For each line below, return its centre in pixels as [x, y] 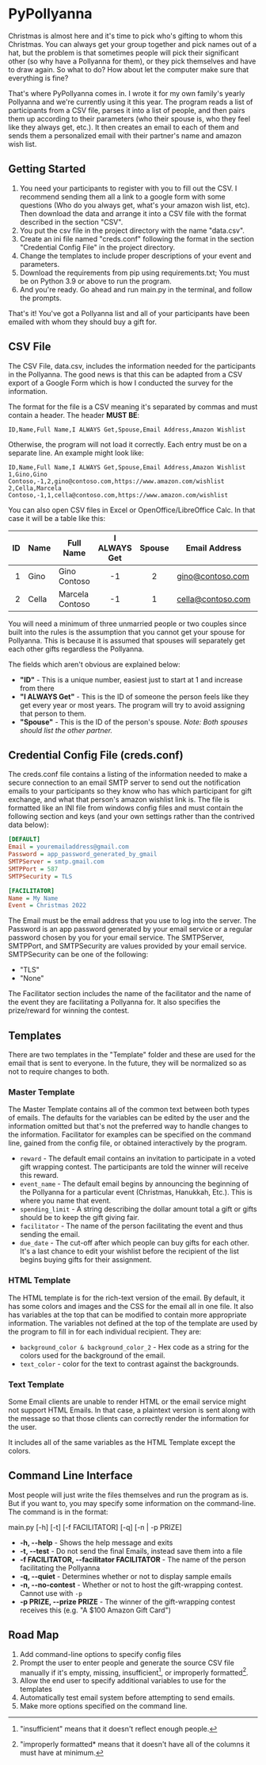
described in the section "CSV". [71, 222]
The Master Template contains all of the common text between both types [129, 1110]
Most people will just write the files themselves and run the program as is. [129, 1495]
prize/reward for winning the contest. [69, 1010]
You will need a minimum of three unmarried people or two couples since [127, 624]
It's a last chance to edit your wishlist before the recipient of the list [129, 1251]
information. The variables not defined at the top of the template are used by [133, 1323]
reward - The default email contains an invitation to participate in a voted [137, 1159]
